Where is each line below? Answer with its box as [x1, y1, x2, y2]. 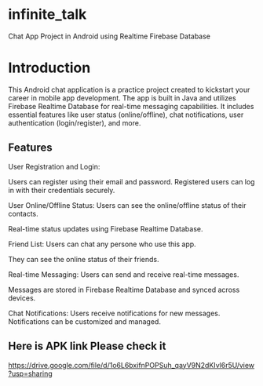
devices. [8, 293, 36, 303]
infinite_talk [8, 5, 87, 24]
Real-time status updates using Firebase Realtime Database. [8, 224, 203, 233]
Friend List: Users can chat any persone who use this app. [8, 239, 196, 249]
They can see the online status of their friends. [8, 254, 159, 264]
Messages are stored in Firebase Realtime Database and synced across [8, 285, 240, 294]
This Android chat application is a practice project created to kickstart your [8, 85, 250, 94]
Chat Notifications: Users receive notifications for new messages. [8, 308, 221, 318]
